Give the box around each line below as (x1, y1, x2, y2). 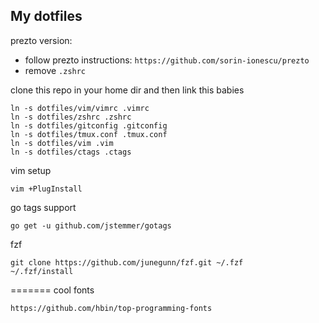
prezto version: (10, 34, 73, 46)
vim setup (10, 164, 52, 176)
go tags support (10, 201, 77, 213)
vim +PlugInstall (10, 184, 83, 194)
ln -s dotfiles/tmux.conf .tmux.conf (10, 129, 168, 139)
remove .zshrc (24, 64, 87, 76)
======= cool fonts (10, 284, 95, 296)
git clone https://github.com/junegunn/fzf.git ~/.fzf (10, 257, 244, 268)
